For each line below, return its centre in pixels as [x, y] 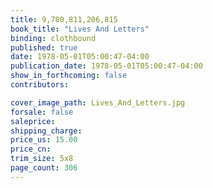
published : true [44, 47]
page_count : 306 [44, 168]
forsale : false [42, 112]
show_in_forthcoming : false [69, 76]
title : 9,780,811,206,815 [64, 19]
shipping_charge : [46, 131]
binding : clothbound [53, 38]
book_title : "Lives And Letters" [80, 29]
